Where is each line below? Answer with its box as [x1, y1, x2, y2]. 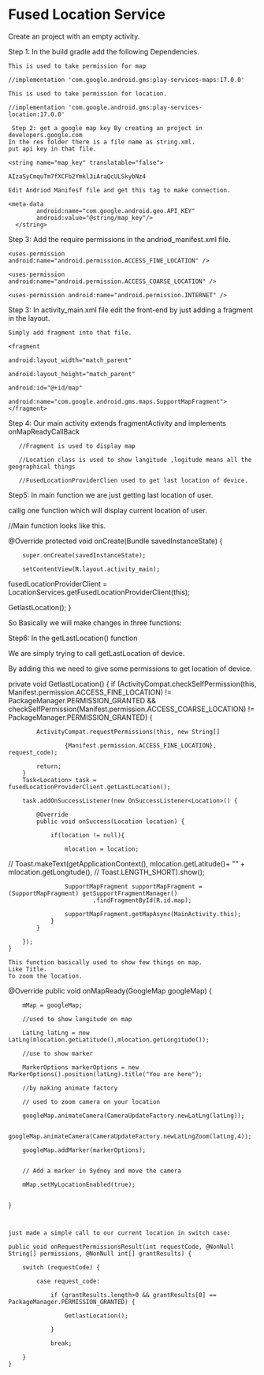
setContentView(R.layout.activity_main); [22, 565, 160, 573]
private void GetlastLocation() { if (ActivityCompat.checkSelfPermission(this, [8, 679, 257, 688]
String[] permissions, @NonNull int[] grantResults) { [8, 1250, 192, 1258]
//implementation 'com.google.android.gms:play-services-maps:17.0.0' [8, 76, 245, 84]
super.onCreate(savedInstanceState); [22, 551, 147, 559]
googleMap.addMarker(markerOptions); [22, 1146, 147, 1154]
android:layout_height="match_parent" [8, 370, 136, 378]
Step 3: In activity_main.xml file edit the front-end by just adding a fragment [8, 305, 254, 315]
